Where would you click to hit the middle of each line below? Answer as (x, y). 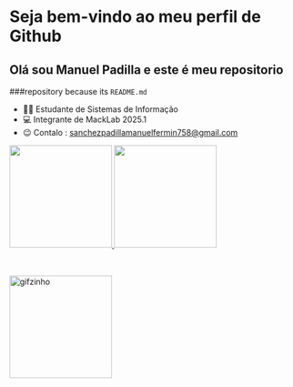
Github (35, 36)
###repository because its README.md (78, 92)
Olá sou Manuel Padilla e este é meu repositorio (146, 70)
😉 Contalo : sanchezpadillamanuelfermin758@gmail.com (130, 132)
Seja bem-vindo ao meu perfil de (135, 17)
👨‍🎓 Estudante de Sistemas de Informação (101, 109)
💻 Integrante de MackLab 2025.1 (85, 119)
